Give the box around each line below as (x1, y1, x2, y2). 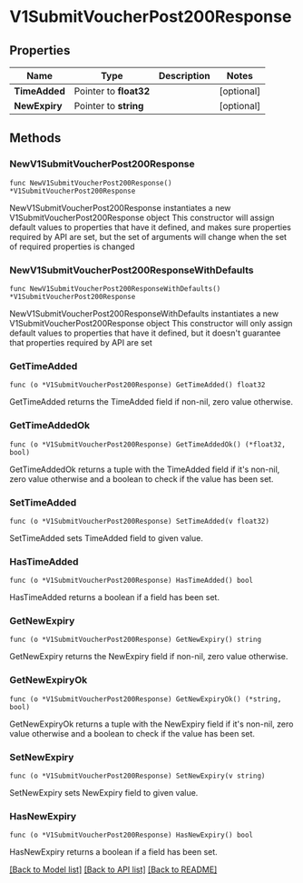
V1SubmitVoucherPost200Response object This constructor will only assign (9, 317, 293, 328)
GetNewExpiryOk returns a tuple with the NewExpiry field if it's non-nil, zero (9, 718, 294, 729)
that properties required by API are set (9, 336, 152, 347)
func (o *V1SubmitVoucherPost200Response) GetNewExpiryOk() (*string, (9, 694, 282, 704)
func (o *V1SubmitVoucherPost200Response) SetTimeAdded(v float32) (9, 517, 270, 526)
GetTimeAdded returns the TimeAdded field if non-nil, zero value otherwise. (9, 396, 293, 407)
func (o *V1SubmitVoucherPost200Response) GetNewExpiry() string (9, 635, 261, 645)
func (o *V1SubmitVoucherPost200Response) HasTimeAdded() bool (9, 576, 254, 586)
